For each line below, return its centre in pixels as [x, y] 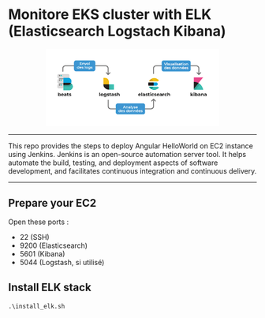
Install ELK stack [50, 287]
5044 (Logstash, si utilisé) [62, 263]
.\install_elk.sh [37, 307]
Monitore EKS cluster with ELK [110, 15]
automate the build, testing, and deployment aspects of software [113, 163]
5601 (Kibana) [42, 254]
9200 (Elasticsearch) [54, 245]
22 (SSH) [34, 238]
